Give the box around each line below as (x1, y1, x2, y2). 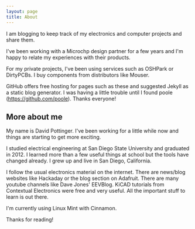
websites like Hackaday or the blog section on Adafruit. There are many (6, 175, 179, 182)
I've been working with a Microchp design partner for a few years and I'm (6, 47, 183, 54)
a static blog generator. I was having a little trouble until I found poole (6, 89, 173, 96)
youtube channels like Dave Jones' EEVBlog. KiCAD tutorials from (6, 181, 165, 188)
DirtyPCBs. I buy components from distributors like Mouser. (6, 71, 150, 78)
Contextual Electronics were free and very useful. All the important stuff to (6, 188, 186, 195)
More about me (6, 112, 63, 122)
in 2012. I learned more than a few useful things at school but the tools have (6, 151, 189, 158)
